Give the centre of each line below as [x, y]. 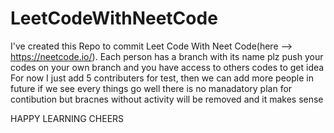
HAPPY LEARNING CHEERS [67, 118]
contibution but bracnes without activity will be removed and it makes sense [167, 99]
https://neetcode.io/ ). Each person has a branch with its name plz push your [167, 56]
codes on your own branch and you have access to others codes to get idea [167, 67]
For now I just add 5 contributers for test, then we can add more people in [162, 78]
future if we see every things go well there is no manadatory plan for [151, 88]
